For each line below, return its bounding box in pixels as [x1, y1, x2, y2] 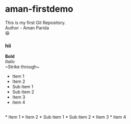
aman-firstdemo [5, 3, 74, 15]
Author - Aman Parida [5, 25, 49, 30]
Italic [5, 59, 15, 65]
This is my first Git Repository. [5, 20, 66, 25]
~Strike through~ [5, 64, 40, 70]
